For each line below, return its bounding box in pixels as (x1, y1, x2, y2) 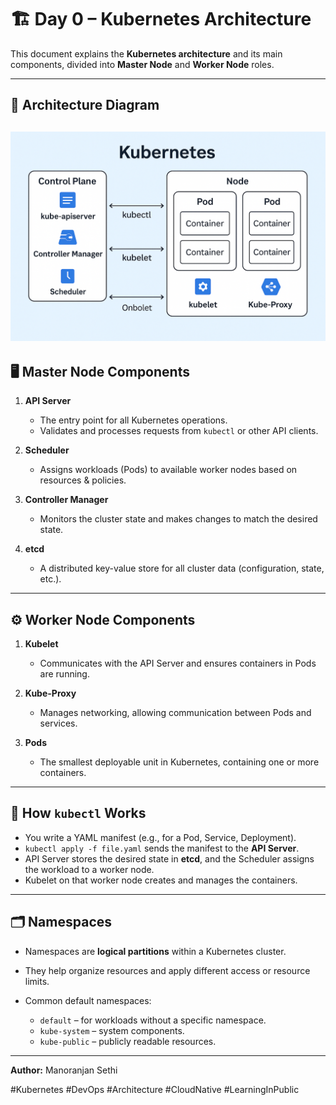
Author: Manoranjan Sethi (10, 1064, 118, 1076)
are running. (39, 668, 90, 680)
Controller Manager (24, 494, 109, 506)
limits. (24, 975, 50, 987)
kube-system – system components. (39, 1024, 185, 1036)
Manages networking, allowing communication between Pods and (39, 707, 312, 719)
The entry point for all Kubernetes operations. (39, 414, 228, 426)
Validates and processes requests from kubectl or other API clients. (39, 425, 319, 437)
